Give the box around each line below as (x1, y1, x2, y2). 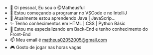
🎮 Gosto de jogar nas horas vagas (9, 45, 82, 50)
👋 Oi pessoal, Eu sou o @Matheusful (9, 5, 85, 10)
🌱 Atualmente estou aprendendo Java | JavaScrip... (9, 15, 116, 21)
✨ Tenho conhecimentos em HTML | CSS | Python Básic (9, 20, 126, 26)
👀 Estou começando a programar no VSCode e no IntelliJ (9, 10, 127, 16)
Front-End (9, 31, 31, 37)
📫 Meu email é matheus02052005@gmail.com (9, 37, 107, 43)
